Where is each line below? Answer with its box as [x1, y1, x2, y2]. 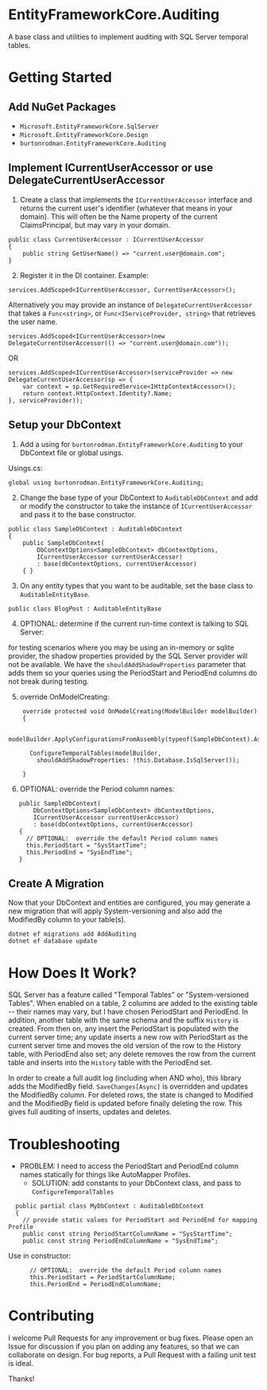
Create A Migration [8, 877, 105, 890]
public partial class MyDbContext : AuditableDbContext [15, 1202, 204, 1211]
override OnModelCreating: [19, 692, 110, 701]
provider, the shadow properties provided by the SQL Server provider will [8, 651, 248, 661]
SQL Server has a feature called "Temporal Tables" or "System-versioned [8, 990, 249, 999]
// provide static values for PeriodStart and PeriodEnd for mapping [22, 1216, 258, 1224]
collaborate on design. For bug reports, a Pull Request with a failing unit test [8, 1350, 257, 1360]
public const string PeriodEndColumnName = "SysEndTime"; [22, 1237, 219, 1245]
